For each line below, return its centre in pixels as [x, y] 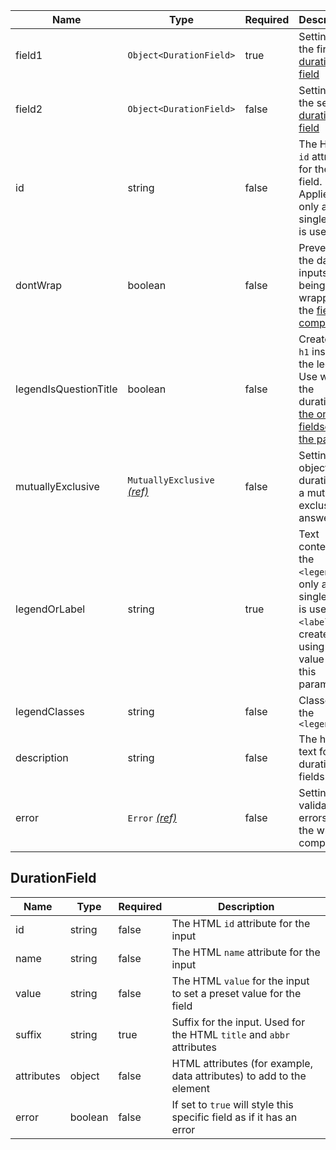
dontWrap [38, 285]
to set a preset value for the [236, 993]
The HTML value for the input [240, 981]
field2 [29, 109]
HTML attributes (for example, [242, 1063]
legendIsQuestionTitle [66, 389]
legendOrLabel [50, 609]
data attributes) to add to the [239, 1076]
